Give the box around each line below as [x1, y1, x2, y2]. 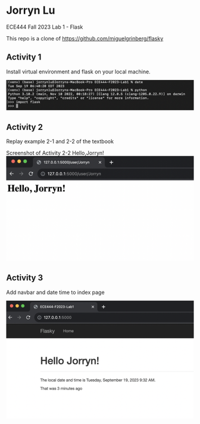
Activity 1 [6, 52, 42, 63]
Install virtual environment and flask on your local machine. [6, 68, 151, 75]
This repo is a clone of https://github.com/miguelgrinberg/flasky [6, 35, 164, 42]
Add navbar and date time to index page [6, 289, 105, 296]
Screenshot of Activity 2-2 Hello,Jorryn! [6, 150, 104, 157]
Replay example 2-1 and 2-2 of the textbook [6, 138, 114, 145]
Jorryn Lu [6, 4, 55, 17]
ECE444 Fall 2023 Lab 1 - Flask [6, 23, 83, 30]
